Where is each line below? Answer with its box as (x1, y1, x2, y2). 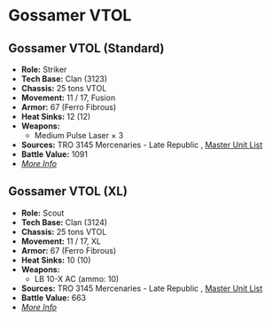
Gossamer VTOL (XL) (8, 184, 128, 200)
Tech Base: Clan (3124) (20, 216, 108, 227)
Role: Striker (20, 64, 67, 74)
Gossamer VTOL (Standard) (8, 41, 165, 56)
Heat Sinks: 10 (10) (20, 254, 91, 265)
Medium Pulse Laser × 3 (34, 130, 124, 140)
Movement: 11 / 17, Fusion (20, 92, 116, 103)
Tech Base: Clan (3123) (20, 74, 108, 84)
